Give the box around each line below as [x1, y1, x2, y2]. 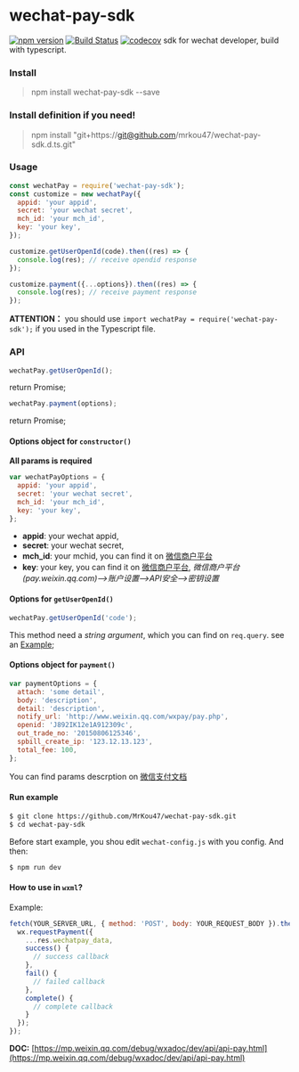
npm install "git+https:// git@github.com [30, 129, 176, 140]
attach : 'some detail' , [17, 687, 105, 696]
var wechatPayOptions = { [9, 473, 105, 482]
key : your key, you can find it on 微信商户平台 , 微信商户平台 [21, 561, 240, 572]
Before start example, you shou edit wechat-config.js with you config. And [9, 836, 285, 847]
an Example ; [9, 639, 55, 650]
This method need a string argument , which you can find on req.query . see [9, 629, 285, 640]
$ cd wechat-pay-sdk [9, 820, 86, 829]
